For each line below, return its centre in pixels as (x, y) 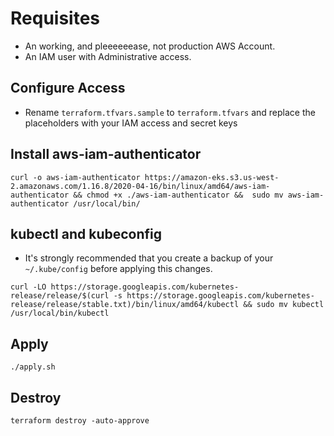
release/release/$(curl (60, 296)
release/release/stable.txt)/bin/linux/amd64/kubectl (125, 305)
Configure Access (68, 88)
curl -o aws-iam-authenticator (75, 177)
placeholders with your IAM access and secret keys (131, 123)
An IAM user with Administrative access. (108, 56)
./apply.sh (33, 367)
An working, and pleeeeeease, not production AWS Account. (150, 46)
